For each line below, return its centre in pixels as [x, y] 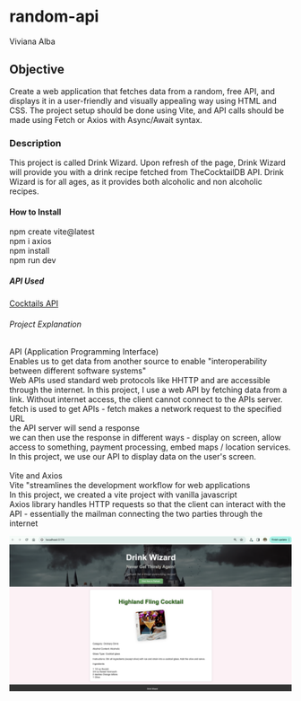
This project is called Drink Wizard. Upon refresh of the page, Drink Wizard [148, 162]
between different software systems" [77, 371]
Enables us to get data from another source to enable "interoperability [138, 362]
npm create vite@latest [52, 232]
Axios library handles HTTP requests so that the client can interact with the [148, 504]
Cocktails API [34, 303]
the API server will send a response [75, 428]
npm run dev [33, 260]
